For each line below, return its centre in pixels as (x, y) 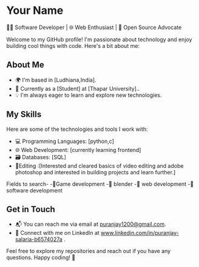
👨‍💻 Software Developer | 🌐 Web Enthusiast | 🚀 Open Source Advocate (94, 27)
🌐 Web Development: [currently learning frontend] (78, 150)
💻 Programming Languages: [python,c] (64, 141)
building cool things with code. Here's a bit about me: (73, 45)
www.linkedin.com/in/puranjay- (140, 233)
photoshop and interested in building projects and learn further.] (95, 172)
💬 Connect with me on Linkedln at (57, 233)
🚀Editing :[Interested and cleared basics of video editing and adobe (99, 166)
